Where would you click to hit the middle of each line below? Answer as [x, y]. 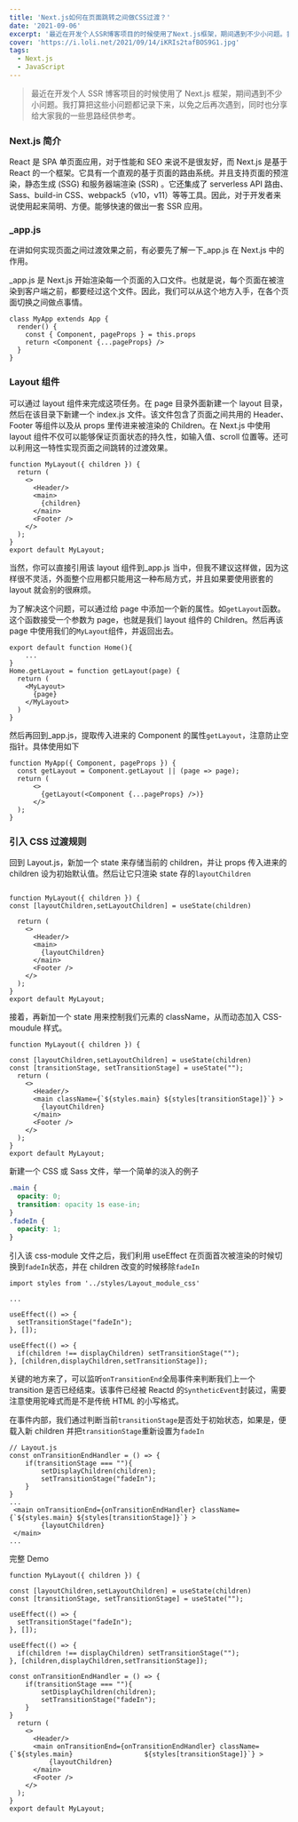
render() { [37, 327]
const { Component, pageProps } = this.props [111, 335]
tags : [19, 51]
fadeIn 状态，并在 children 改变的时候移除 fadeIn [112, 1267]
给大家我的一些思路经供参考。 [85, 115]
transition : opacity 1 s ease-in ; [79, 1205]
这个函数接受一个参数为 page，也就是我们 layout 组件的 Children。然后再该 [146, 619]
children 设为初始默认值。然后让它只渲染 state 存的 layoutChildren [130, 874]
